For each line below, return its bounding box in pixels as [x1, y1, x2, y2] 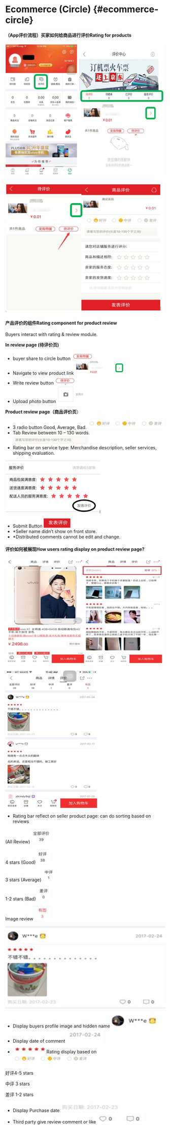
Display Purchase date [12, 1107, 60, 1113]
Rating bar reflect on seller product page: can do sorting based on [12, 813, 151, 819]
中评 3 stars [5, 1080, 30, 1087]
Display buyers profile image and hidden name [12, 1023, 110, 1029]
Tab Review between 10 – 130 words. [12, 430, 90, 436]
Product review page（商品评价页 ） [5, 409, 81, 415]
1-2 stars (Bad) [5, 895, 37, 902]
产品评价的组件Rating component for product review [5, 320, 117, 326]
